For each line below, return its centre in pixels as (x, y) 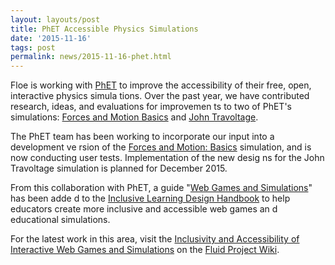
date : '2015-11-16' (51, 38)
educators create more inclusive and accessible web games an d (144, 209)
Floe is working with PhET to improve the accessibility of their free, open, (161, 85)
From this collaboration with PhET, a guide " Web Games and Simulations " (161, 188)
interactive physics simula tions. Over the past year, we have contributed (160, 96)
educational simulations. (60, 220)
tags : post (33, 47)
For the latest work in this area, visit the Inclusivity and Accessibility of (155, 239)
